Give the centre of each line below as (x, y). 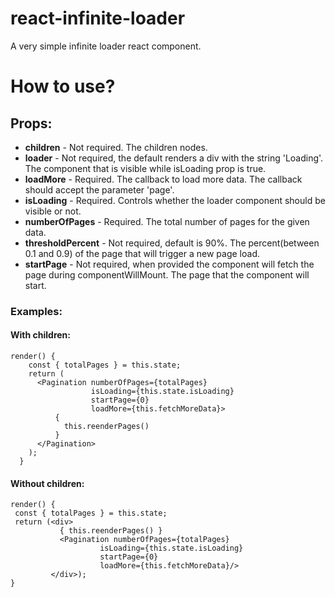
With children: (40, 335)
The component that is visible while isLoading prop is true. (145, 168)
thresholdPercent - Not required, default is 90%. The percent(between (172, 243)
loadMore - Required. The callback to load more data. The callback (163, 179)
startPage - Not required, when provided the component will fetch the (169, 264)
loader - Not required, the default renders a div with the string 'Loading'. (174, 158)
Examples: (36, 311)
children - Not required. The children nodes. (116, 147)
